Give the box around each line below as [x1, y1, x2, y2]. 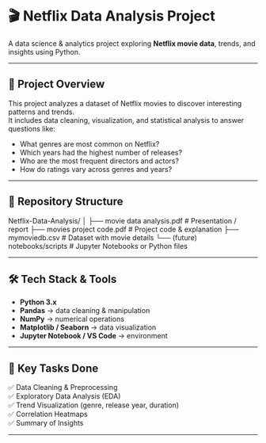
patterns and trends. [8, 107, 75, 116]
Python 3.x [19, 297, 57, 307]
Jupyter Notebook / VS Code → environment [19, 331, 168, 341]
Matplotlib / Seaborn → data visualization [19, 323, 157, 332]
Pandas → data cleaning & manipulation [19, 306, 150, 315]
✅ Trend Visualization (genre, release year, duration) [8, 400, 180, 410]
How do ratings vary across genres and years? [19, 164, 173, 174]
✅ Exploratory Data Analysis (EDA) [8, 391, 121, 401]
